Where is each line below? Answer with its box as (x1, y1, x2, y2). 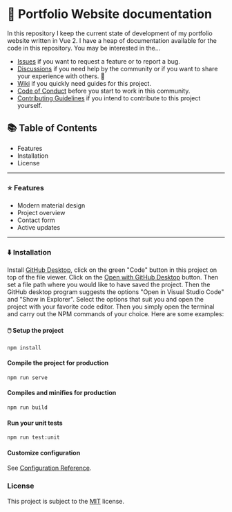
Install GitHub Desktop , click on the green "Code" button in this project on (7, 266, 217, 274)
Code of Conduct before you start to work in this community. (17, 86, 191, 95)
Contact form (17, 216, 55, 224)
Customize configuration (7, 448, 81, 457)
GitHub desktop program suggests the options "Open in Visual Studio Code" (7, 288, 224, 296)
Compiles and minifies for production (7, 389, 117, 397)
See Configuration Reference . (7, 464, 92, 473)
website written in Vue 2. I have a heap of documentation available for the (7, 36, 217, 44)
